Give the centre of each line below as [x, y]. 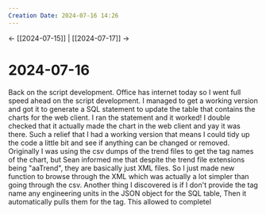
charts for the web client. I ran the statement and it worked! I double [119, 117]
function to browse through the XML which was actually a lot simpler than [129, 176]
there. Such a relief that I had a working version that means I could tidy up [129, 134]
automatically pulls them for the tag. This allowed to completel [110, 201]
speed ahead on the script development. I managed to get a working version [133, 101]
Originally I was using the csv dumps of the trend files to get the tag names [131, 151]
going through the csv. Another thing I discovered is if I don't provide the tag [133, 185]
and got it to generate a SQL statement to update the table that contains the [132, 109]
